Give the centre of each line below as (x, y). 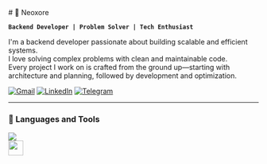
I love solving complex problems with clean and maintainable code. (118, 59)
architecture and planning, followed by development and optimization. (122, 76)
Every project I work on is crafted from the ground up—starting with (119, 68)
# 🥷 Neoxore (29, 13)
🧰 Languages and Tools (54, 119)
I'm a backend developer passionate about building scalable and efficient (128, 42)
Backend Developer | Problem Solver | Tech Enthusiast (101, 27)
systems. (23, 50)
